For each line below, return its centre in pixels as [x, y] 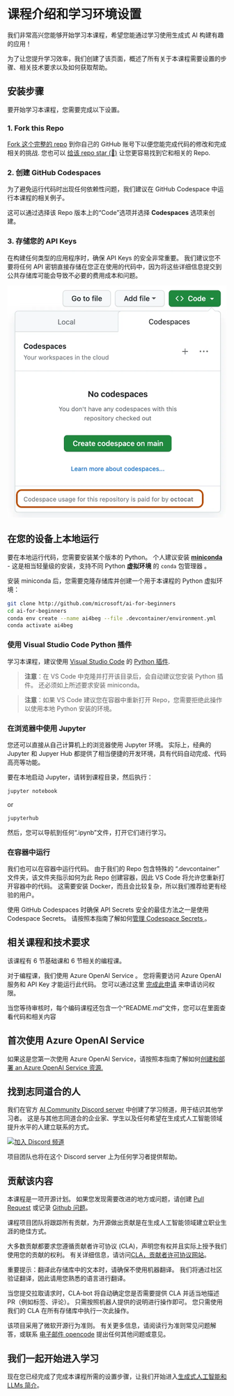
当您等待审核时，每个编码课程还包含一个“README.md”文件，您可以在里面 [114, 1008]
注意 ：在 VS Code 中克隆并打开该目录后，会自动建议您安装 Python [120, 676]
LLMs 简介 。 [25, 1386]
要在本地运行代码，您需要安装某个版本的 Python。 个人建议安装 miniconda [115, 557]
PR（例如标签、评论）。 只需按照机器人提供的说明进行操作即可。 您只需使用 [115, 1302]
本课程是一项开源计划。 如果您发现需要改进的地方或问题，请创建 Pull [106, 1199]
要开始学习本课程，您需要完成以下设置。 [65, 110]
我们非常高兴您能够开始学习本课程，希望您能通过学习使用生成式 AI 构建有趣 [116, 35]
